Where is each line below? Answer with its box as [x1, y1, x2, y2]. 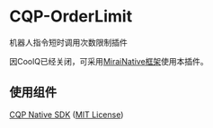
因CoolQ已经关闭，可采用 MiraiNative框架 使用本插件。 [9, 55, 209, 66]
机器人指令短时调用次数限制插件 [9, 37, 128, 47]
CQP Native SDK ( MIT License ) [9, 109, 124, 120]
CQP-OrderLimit [9, 6, 133, 27]
